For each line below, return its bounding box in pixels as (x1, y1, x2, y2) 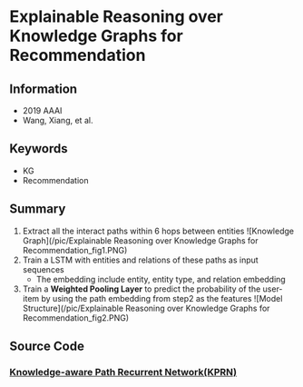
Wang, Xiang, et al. (22, 115, 93, 125)
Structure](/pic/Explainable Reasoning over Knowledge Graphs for (22, 303, 270, 313)
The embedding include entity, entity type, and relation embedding (35, 273, 286, 284)
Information (9, 81, 78, 96)
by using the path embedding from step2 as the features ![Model (40, 293, 283, 303)
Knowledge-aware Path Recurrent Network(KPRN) (9, 365, 238, 378)
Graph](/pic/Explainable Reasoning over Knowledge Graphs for (22, 234, 259, 246)
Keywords (9, 141, 68, 156)
